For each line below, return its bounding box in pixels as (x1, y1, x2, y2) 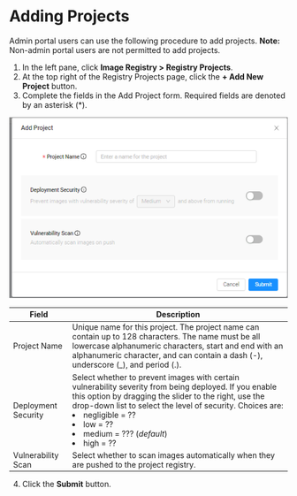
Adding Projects (9, 6, 130, 27)
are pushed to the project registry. (72, 459, 196, 469)
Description (156, 309, 201, 320)
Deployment (12, 400, 57, 410)
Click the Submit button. (21, 479, 112, 490)
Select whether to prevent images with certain (72, 371, 240, 382)
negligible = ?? (83, 409, 136, 420)
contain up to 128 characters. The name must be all (72, 332, 261, 342)
